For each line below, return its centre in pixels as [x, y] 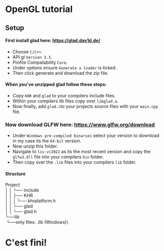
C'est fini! [26, 242]
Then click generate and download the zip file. [60, 73]
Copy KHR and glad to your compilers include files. [64, 95]
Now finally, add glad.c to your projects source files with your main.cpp [85, 106]
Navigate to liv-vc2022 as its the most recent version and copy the [81, 152]
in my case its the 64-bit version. [47, 141]
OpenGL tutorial [39, 9]
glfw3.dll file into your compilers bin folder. [58, 157]
